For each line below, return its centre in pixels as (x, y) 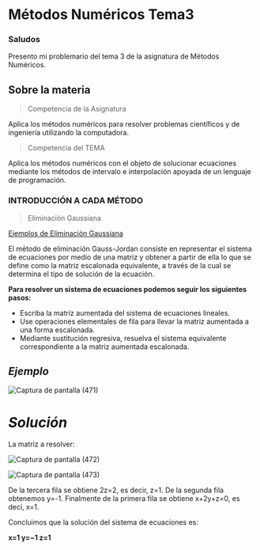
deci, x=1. (24, 507)
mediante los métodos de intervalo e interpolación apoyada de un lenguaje (130, 172)
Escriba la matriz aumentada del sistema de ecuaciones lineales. (125, 313)
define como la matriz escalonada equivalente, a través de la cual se (120, 265)
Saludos (24, 40)
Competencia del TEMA (66, 148)
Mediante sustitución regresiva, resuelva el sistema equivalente (123, 338)
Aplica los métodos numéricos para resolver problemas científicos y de (124, 124)
